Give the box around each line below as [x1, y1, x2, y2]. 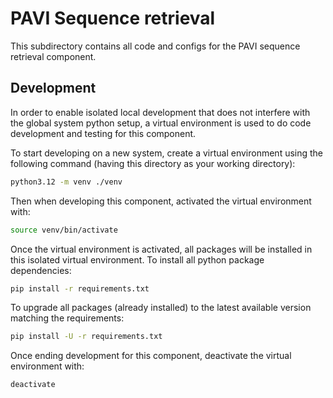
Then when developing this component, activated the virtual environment [10, 195, 312, 207]
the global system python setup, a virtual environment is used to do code [10, 117, 312, 129]
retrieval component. [10, 50, 97, 62]
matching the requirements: [10, 312, 125, 324]
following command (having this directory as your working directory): [10, 157, 296, 169]
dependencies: [10, 264, 72, 276]
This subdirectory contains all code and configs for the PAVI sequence [10, 40, 301, 52]
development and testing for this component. [10, 127, 197, 139]
